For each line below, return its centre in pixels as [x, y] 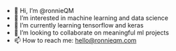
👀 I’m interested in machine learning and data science [91, 18]
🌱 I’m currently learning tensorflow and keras [79, 25]
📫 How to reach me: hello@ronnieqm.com [75, 40]
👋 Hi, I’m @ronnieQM [44, 11]
